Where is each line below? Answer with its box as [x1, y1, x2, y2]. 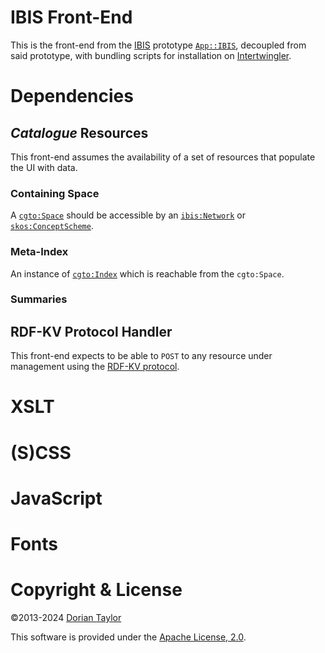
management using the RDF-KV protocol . [10, 361, 180, 373]
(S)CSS [10, 441, 72, 464]
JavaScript [10, 487, 103, 510]
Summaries [10, 292, 68, 306]
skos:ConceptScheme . [10, 220, 94, 232]
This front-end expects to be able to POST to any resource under [10, 350, 273, 362]
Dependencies [10, 85, 134, 108]
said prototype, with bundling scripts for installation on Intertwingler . [10, 49, 292, 61]
